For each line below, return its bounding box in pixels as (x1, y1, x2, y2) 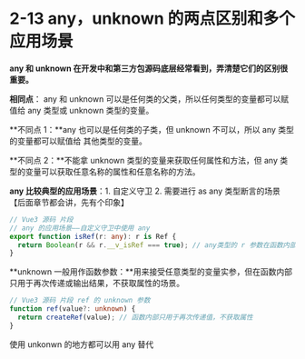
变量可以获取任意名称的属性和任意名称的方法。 (25, 165, 201, 177)
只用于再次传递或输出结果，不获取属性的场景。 (9, 278, 184, 289)
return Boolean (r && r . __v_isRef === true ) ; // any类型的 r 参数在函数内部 (17, 240, 297, 250)
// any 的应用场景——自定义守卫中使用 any (9, 224, 151, 233)
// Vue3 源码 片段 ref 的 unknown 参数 (9, 296, 151, 305)
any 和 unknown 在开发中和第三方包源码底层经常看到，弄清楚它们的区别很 (9, 63, 289, 74)
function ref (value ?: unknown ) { (9, 304, 136, 314)
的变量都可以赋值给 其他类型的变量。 (9, 135, 147, 146)
